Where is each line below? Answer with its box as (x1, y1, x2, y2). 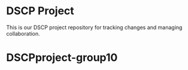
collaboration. (6, 30, 40, 37)
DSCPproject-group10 (6, 51, 118, 65)
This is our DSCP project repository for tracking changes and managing (6, 24, 183, 31)
